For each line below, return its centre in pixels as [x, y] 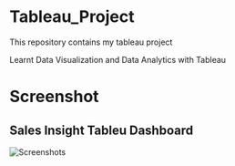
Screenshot [54, 97]
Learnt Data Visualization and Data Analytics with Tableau [117, 59]
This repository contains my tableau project [91, 42]
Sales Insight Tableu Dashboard [102, 130]
